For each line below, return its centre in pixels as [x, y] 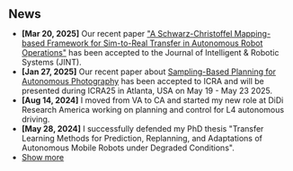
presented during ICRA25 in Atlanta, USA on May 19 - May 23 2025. [147, 90]
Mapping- [253, 34]
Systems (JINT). [51, 62]
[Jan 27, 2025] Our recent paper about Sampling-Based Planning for [148, 72]
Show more [43, 157]
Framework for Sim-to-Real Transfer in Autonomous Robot [155, 43]
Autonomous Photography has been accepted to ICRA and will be [142, 81]
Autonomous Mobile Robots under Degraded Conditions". [128, 148]
